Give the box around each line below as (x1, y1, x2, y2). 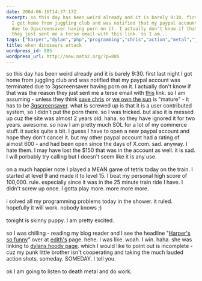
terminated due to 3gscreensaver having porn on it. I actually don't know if (6, 82, 191, 90)
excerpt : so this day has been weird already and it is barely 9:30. (6, 14, 185, 20)
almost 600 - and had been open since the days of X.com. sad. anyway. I (6, 140, 188, 147)
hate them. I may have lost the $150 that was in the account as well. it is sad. (6, 147, 195, 154)
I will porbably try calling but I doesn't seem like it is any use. (6, 153, 157, 160)
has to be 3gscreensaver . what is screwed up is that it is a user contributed (6, 101, 192, 109)
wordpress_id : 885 (6, 48, 52, 54)
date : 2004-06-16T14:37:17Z (6, 8, 77, 15)
